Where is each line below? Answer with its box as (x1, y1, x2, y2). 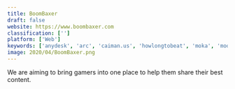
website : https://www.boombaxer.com (7, 23, 114, 30)
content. (7, 75, 31, 83)
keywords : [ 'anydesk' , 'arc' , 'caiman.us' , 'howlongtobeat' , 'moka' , (7, 42, 215, 49)
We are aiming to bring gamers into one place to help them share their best (7, 67, 223, 76)
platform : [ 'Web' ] (7, 36, 61, 43)
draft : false (7, 17, 45, 24)
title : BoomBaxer (7, 10, 58, 17)
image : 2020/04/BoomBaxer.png (7, 49, 96, 56)
